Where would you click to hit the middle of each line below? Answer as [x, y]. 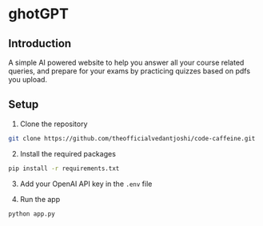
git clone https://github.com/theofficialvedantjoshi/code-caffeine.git [132, 138]
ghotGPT [39, 14]
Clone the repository [54, 124]
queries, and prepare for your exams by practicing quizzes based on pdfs [129, 71]
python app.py [32, 214]
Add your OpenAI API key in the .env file [86, 184]
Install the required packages [68, 153]
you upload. [28, 79]
